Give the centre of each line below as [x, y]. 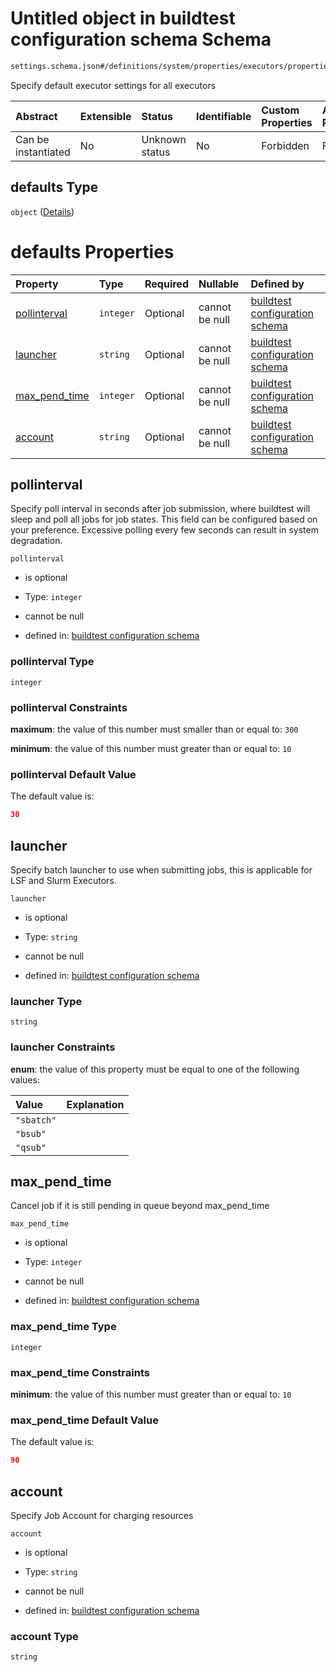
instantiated [43, 152]
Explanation [95, 1104]
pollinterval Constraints [69, 707]
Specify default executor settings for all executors [113, 85]
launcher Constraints [63, 1047]
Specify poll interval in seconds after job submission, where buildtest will [160, 509]
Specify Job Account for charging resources [102, 1515]
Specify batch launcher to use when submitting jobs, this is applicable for [161, 869]
